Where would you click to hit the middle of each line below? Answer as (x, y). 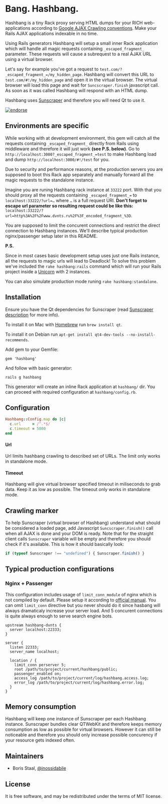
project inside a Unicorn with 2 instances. (48, 271)
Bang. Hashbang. (42, 9)
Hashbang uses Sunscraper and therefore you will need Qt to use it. (75, 100)
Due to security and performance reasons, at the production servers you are (84, 169)
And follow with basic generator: (39, 368)
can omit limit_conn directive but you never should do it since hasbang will (83, 605)
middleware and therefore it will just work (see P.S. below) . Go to (72, 149)
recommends (17, 340)
